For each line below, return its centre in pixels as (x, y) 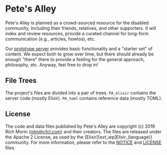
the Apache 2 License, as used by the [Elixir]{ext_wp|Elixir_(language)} (79, 137)
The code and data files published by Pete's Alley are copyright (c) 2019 (80, 126)
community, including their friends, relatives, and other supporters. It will (81, 28)
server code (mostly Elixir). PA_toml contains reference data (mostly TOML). (84, 98)
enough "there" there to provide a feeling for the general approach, (75, 59)
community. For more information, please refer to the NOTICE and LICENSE (83, 142)
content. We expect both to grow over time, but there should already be (79, 54)
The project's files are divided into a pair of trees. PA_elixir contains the (81, 93)
